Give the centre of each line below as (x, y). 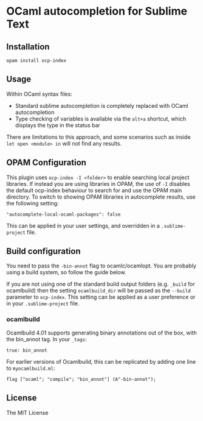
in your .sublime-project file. (43, 303)
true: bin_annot (27, 350)
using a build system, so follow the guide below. (66, 272)
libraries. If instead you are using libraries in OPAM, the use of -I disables (98, 183)
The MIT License (27, 412)
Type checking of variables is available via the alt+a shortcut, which (101, 119)
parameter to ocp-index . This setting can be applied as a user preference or (101, 297)
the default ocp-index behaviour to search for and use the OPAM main (94, 190)
